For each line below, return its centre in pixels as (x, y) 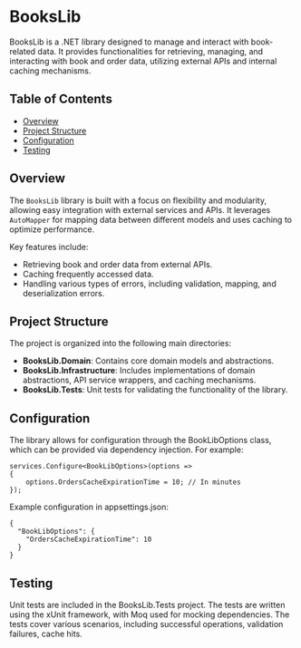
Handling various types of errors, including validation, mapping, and (149, 284)
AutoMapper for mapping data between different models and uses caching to (151, 219)
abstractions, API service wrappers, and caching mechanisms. (139, 380)
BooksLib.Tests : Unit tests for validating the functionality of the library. (155, 390)
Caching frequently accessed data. (88, 274)
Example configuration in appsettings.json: (89, 507)
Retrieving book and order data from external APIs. (117, 264)
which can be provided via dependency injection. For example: (126, 450)
